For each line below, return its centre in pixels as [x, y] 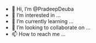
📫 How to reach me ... [38, 34]
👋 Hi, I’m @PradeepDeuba [43, 9]
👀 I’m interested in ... [36, 15]
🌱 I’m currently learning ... [42, 21]
